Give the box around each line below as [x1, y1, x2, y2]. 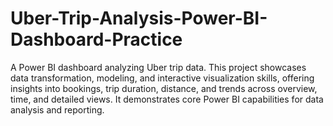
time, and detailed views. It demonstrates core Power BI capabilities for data [10, 93, 324, 105]
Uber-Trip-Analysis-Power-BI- [10, 7, 268, 30]
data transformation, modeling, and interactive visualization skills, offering [10, 72, 315, 84]
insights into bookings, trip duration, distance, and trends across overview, [10, 82, 318, 94]
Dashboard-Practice [10, 28, 183, 51]
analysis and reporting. [10, 103, 105, 116]
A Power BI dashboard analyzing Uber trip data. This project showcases [10, 61, 307, 73]
